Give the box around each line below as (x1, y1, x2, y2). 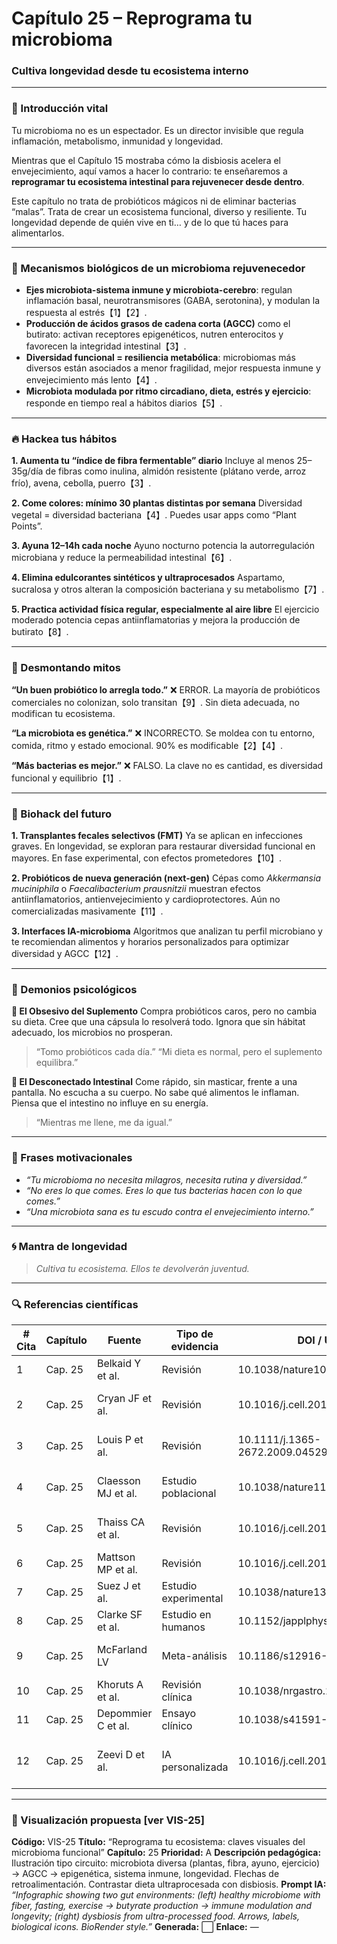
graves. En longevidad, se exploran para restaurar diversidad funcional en (11, 840, 316, 852)
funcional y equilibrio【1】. (11, 772, 122, 784)
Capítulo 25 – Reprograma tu (11, 7, 253, 30)
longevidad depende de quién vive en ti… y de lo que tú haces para (11, 216, 289, 228)
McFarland (96, 1643, 148, 1657)
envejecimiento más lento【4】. (25, 374, 158, 386)
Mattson (96, 1550, 136, 1564)
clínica (161, 1690, 193, 1704)
